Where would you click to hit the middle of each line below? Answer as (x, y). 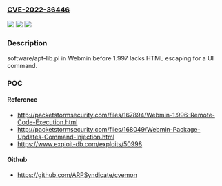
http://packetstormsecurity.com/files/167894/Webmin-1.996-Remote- (116, 115)
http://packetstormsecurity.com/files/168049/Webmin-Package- (109, 129)
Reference (22, 100)
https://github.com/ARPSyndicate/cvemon (77, 175)
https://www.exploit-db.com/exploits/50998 (80, 144)
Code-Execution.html (47, 122)
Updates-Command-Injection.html (66, 137)
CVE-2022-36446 (39, 10)
